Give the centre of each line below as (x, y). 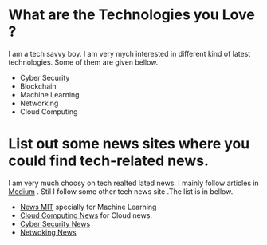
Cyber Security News (55, 223)
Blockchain (38, 86)
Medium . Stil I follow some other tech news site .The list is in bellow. (121, 191)
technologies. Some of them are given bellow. (83, 62)
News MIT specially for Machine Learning (88, 207)
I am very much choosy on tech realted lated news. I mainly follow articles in (133, 183)
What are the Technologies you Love (132, 15)
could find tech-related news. (109, 161)
